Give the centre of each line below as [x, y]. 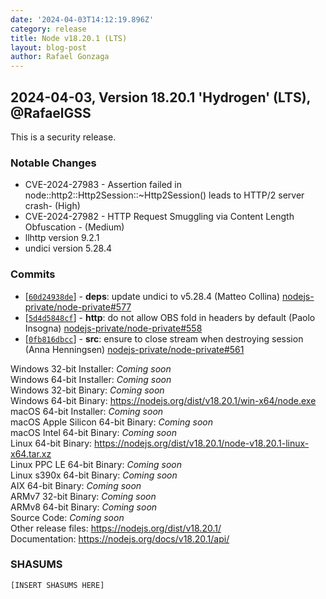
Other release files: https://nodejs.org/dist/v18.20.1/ [116, 528]
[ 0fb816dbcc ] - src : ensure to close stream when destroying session [164, 338]
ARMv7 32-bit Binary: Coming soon [83, 496]
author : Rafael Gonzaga [60, 57]
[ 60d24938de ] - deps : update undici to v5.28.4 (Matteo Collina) [152, 296]
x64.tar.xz [31, 453]
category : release [48, 29]
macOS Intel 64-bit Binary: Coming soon [93, 432]
